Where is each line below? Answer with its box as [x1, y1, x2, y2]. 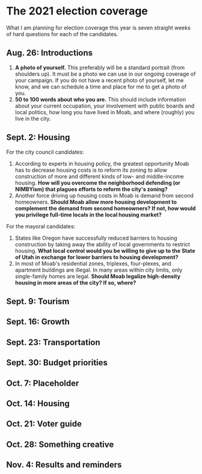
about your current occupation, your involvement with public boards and [14, 102, 195, 109]
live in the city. [14, 115, 51, 122]
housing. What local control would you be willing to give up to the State [14, 247, 195, 254]
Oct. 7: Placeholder [6, 378, 79, 388]
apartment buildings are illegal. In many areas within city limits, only [14, 266, 183, 273]
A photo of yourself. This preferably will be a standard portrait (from [14, 64, 185, 71]
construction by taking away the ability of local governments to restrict [14, 240, 191, 248]
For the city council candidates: [6, 148, 84, 156]
